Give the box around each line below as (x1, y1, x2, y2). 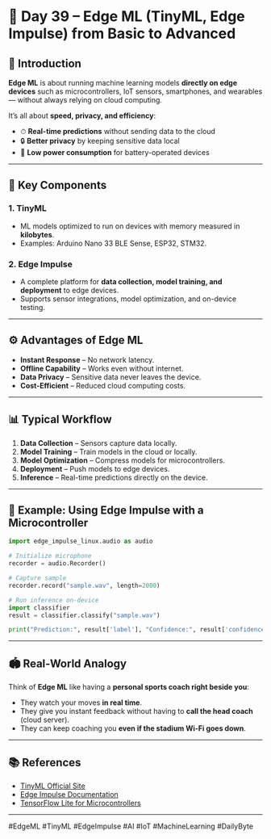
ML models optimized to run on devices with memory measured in (19, 221, 240, 231)
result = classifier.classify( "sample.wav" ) (8, 611, 161, 619)
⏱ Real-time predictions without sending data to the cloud (19, 127, 216, 136)
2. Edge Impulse (8, 258, 73, 270)
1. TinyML (8, 203, 47, 214)
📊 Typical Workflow (8, 413, 112, 426)
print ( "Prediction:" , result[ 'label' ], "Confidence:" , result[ (8, 626, 226, 634)
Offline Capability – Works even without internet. (19, 363, 184, 373)
